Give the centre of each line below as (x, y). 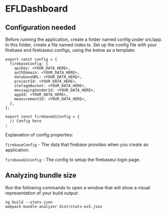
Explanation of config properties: (39, 135)
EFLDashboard (36, 9)
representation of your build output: (42, 193)
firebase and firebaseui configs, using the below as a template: (70, 50)
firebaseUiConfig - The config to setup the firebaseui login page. (73, 160)
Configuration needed (40, 27)
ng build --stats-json (29, 202)
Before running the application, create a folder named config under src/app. (84, 39)
